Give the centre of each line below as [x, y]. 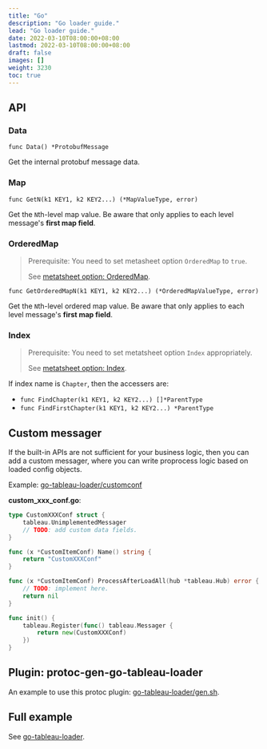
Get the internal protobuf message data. [74, 162]
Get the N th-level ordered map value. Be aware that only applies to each [127, 306]
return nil [41, 596]
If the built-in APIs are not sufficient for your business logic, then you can [129, 453]
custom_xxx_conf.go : [45, 501]
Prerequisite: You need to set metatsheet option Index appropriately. [140, 352]
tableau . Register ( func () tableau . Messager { [98, 626]
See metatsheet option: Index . [77, 368]
